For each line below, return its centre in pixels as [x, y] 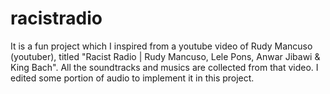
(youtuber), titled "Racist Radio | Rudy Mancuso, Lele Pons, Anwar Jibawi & [165, 56]
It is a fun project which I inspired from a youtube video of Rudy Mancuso [161, 46]
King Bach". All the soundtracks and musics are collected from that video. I [164, 67]
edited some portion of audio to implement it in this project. [132, 78]
